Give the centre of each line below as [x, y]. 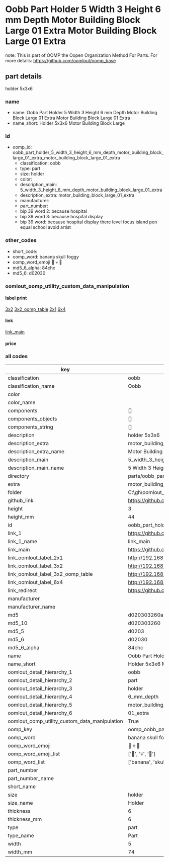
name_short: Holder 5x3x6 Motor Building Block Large [69, 123]
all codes [17, 357]
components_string [31, 427]
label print [16, 298]
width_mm [20, 852]
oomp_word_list [26, 762]
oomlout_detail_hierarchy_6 [40, 713]
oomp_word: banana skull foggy [46, 256]
